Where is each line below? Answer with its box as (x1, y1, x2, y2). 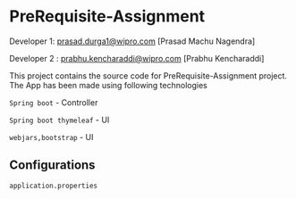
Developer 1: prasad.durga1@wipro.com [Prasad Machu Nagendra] (9, 36, 256, 46)
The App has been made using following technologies (9, 79, 207, 90)
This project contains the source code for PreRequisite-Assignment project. (9, 70, 288, 81)
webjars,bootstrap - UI (9, 131, 94, 142)
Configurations (9, 158, 96, 173)
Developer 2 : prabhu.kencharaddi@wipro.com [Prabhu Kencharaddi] (9, 53, 265, 63)
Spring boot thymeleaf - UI (9, 114, 110, 125)
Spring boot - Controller (9, 96, 98, 108)
